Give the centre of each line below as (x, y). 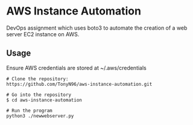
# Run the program (29, 111)
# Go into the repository (39, 95)
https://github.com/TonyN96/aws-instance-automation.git (79, 84)
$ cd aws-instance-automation (44, 100)
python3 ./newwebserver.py (40, 116)
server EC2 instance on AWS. (43, 34)
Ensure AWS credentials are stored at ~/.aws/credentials (76, 68)
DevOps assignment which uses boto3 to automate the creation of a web (97, 28)
